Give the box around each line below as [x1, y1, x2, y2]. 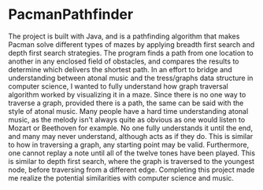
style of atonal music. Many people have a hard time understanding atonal [8, 106, 249, 115]
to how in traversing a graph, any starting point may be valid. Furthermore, [8, 140, 250, 149]
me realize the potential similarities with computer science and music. [8, 173, 235, 182]
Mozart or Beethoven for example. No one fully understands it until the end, [8, 123, 254, 133]
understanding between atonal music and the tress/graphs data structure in [8, 73, 254, 82]
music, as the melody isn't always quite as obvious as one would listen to [8, 115, 246, 124]
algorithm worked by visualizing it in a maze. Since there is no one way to [8, 90, 246, 99]
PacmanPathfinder [8, 5, 134, 24]
